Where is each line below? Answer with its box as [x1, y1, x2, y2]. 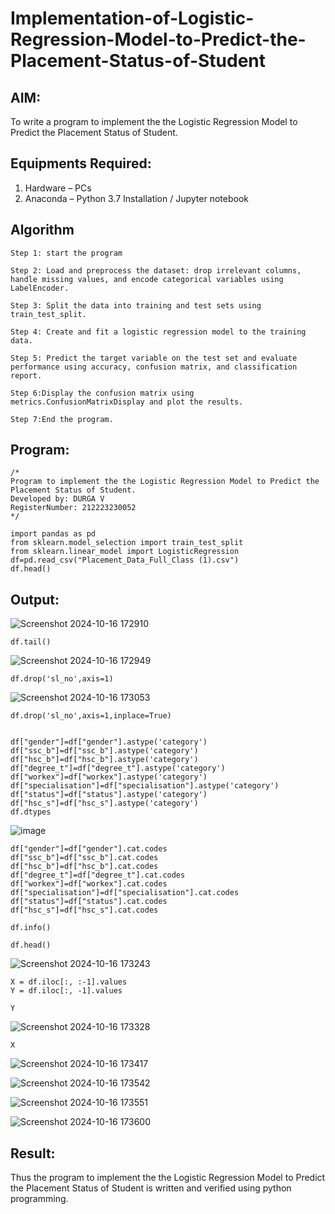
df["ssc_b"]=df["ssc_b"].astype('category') [10, 746, 199, 756]
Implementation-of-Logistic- [10, 7, 255, 30]
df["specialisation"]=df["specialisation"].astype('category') [10, 781, 280, 791]
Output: [10, 591, 60, 608]
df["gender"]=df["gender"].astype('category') [10, 737, 208, 747]
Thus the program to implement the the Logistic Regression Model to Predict [10, 1172, 326, 1184]
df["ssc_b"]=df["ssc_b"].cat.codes [10, 853, 159, 863]
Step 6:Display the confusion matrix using [10, 388, 195, 398]
